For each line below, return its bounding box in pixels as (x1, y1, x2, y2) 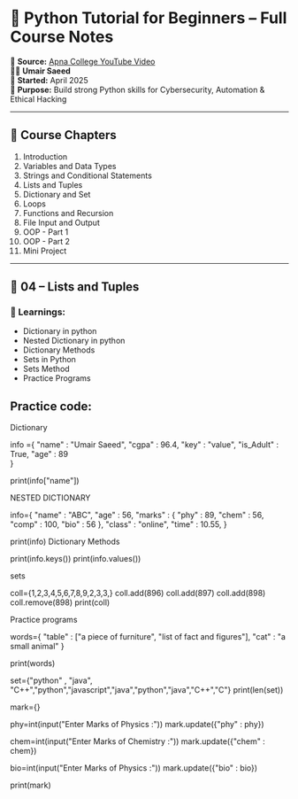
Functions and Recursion (22, 207, 114, 218)
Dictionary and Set (22, 189, 91, 199)
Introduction (22, 151, 68, 162)
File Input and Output (22, 217, 100, 228)
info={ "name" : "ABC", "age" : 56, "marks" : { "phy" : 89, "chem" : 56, (10, 509, 264, 521)
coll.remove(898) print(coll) (10, 597, 111, 608)
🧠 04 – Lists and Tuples (10, 279, 140, 295)
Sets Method (22, 363, 70, 375)
